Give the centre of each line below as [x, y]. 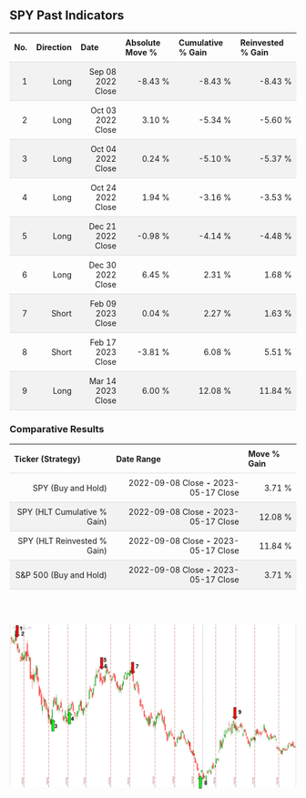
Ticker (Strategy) [47, 459]
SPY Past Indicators [67, 16]
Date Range [138, 459]
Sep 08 [102, 71]
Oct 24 [103, 187]
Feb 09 [103, 303]
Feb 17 [103, 342]
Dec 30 [102, 265]
